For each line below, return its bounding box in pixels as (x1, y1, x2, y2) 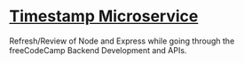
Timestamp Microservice (9, 6, 199, 27)
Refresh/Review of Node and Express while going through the (9, 35, 235, 46)
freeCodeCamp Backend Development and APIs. (9, 44, 187, 55)
